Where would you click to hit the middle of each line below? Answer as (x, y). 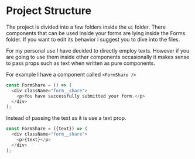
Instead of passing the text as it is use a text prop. (66, 118)
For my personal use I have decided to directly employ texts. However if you (98, 50)
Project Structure (49, 11)
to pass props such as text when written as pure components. (81, 63)
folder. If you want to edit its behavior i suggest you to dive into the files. (93, 39)
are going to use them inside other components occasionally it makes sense (98, 57)
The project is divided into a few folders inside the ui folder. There (86, 27)
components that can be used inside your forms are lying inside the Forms (96, 33)
